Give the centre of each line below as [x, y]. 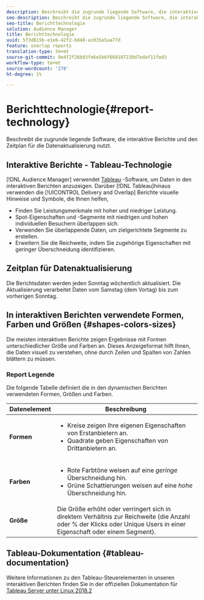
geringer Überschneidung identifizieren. [65, 249]
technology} [38, 122]
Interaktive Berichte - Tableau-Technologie [89, 165]
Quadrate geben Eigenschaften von [118, 440]
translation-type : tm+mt [38, 52]
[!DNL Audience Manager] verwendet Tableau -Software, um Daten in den [99, 179]
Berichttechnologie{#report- [80, 109]
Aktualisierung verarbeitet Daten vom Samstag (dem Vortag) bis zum [92, 289]
